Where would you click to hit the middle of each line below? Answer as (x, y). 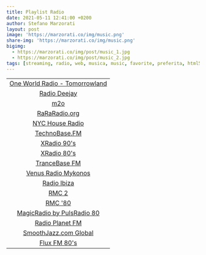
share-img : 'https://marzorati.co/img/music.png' (71, 40)
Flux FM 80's (59, 243)
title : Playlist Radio (35, 12)
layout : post (23, 29)
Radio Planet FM (58, 223)
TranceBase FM (59, 163)
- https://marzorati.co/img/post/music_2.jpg (71, 58)
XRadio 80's (59, 153)
